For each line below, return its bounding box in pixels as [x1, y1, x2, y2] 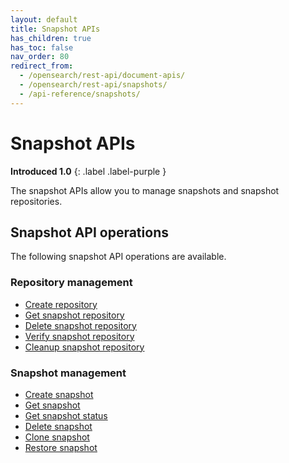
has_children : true [10, 33, 92, 43]
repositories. [10, 195, 63, 207]
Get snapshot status [24, 409, 108, 421]
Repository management [10, 276, 133, 290]
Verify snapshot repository [24, 330, 135, 342]
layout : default [10, 14, 78, 25]
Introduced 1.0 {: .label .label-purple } [10, 165, 167, 177]
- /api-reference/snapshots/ [19, 89, 141, 99]
